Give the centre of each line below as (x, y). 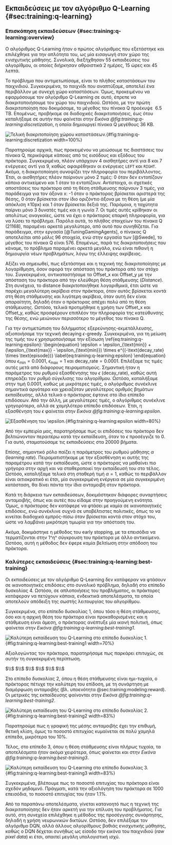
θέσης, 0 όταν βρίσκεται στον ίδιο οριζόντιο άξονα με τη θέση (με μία (80, 199)
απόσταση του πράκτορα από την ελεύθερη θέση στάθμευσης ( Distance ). (84, 280)
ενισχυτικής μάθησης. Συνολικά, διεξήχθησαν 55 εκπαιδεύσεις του (78, 60)
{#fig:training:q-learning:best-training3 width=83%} (60, 773)
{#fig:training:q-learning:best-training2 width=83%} (60, 716)
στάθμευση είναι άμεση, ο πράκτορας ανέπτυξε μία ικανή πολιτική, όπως (84, 622)
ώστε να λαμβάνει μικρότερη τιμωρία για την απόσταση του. (70, 522)
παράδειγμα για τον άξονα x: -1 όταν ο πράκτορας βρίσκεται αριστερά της (85, 193)
